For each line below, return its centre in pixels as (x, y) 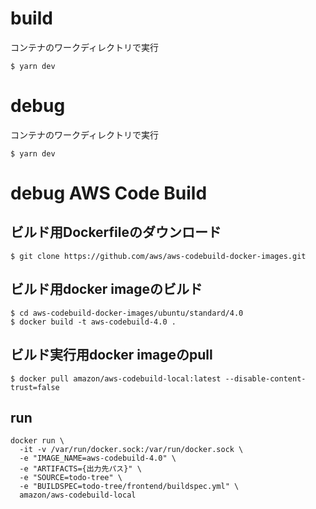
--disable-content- (265, 378)
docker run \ (37, 441)
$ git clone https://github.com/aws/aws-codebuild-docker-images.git (158, 256)
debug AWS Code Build (109, 193)
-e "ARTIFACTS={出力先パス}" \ (80, 469)
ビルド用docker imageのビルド (106, 289)
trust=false (35, 387)
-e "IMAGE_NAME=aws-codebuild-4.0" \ (98, 458)
